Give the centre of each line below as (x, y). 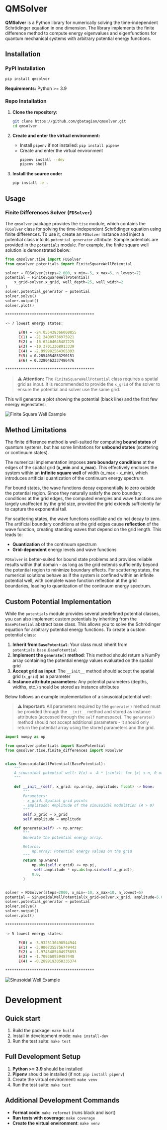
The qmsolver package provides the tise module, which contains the (75, 223)
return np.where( (41, 860)
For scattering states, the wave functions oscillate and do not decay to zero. (83, 519)
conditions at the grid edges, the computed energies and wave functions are (83, 499)
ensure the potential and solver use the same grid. (69, 390)
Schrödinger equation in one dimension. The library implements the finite (80, 27)
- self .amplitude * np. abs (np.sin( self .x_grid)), (83, 870)
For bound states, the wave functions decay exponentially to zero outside (80, 488)
